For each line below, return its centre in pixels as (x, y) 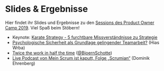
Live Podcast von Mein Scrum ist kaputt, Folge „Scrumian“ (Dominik (81, 58)
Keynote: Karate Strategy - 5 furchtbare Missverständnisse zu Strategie (85, 37)
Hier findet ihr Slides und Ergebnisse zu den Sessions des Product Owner (80, 23)
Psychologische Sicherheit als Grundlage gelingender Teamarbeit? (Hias (86, 42)
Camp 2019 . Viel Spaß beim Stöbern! (42, 27)
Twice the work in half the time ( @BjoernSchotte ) (62, 53)
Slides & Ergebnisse (47, 9)
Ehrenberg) (24, 63)
